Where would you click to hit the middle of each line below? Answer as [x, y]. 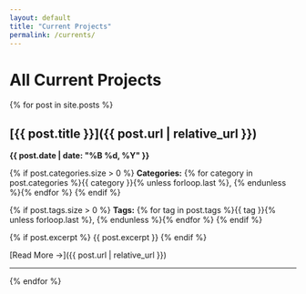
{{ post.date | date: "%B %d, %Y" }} [80, 156]
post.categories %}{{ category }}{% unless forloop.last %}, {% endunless [148, 183]
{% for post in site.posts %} [61, 105]
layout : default [40, 18]
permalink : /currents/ [52, 35]
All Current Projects [86, 80]
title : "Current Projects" [61, 26]
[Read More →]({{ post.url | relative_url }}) [88, 255]
